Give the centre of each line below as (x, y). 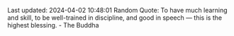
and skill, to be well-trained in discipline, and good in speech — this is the (115, 18)
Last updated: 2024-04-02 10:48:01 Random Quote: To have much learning (118, 10)
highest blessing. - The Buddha (53, 25)
